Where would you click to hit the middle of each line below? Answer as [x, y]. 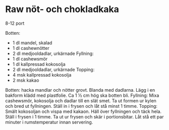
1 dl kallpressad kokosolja [39, 64]
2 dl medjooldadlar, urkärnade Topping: [53, 70]
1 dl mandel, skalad [32, 43]
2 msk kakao [26, 80]
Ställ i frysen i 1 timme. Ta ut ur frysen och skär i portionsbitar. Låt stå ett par [84, 116]
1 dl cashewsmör [30, 58]
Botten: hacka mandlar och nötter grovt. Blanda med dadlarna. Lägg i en [80, 90]
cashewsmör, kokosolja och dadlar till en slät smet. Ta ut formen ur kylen [81, 101]
